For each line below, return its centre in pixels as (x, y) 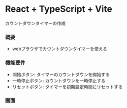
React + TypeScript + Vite (59, 9)
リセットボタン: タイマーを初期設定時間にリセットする (67, 86)
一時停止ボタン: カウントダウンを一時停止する (59, 81)
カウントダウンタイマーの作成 (35, 23)
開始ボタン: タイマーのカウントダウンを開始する (61, 74)
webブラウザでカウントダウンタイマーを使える (60, 49)
